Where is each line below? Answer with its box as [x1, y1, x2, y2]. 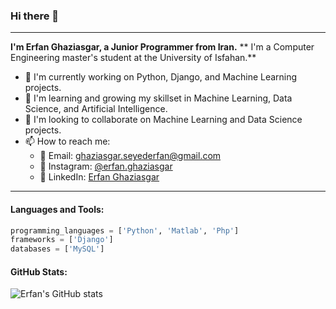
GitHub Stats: [10, 265, 68, 278]
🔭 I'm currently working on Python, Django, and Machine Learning [24, 71, 298, 83]
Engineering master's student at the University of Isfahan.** [10, 52, 257, 64]
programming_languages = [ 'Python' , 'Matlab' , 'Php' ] [10, 225, 240, 236]
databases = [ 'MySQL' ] [10, 244, 105, 254]
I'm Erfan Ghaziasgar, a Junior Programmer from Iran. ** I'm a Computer [10, 41, 315, 53]
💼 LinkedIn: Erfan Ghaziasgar [39, 171, 160, 183]
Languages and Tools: [10, 203, 105, 215]
